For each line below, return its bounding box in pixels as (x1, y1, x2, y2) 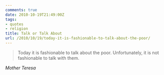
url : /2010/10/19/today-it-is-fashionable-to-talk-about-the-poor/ (5, 36, 151, 41)
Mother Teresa (5, 64, 36, 71)
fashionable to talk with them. (17, 55, 79, 61)
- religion (5, 26, 28, 31)
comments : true (5, 7, 37, 13)
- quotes (5, 21, 24, 27)
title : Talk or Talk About (5, 31, 62, 36)
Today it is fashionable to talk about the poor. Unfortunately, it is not (17, 49, 159, 56)
